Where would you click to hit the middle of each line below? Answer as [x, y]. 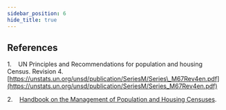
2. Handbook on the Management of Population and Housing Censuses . [112, 100]
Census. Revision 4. [35, 71]
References [32, 48]
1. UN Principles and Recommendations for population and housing [105, 64]
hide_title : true [32, 20]
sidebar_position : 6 [37, 13]
